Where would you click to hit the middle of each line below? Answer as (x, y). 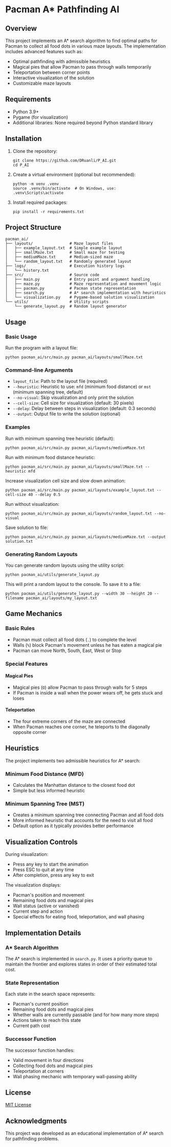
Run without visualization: (33, 504)
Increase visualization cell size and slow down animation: (66, 481)
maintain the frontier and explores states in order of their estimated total (81, 964)
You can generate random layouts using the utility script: (65, 565)
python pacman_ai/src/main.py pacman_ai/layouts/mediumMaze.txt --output (86, 537)
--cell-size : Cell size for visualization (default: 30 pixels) (73, 403)
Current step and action (38, 911)
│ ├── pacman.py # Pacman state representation (71, 289)
